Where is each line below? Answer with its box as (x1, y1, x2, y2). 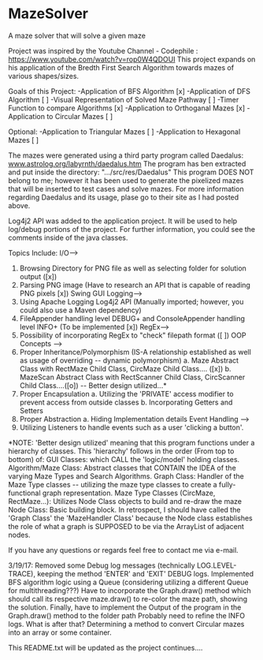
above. (8, 200, 31, 210)
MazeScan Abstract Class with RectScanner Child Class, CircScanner (19, 372, 246, 382)
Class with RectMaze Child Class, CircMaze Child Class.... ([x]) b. (19, 364, 232, 373)
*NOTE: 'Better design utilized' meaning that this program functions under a (8, 438, 255, 447)
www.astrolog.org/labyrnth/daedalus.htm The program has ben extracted (8, 158, 246, 168)
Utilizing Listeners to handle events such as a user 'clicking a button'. (19, 423, 244, 432)
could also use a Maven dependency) (19, 305, 142, 315)
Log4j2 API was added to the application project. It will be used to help (8, 216, 238, 226)
